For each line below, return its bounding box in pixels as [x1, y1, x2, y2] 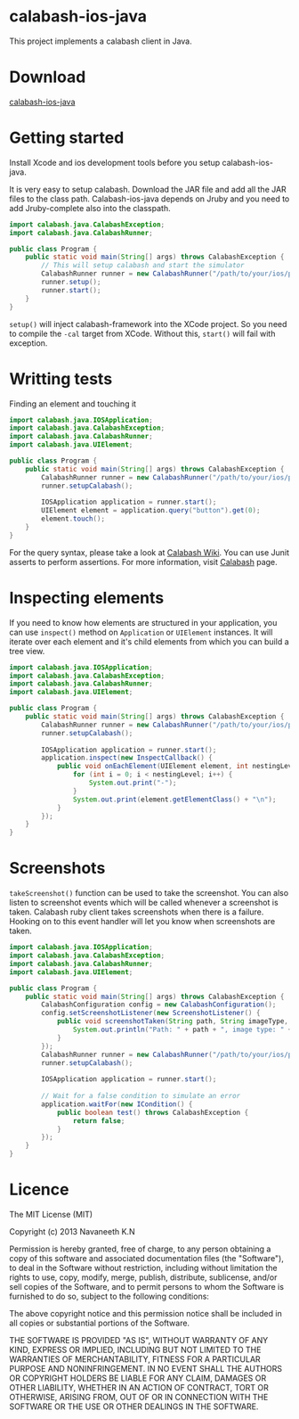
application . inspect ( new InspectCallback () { [41, 753, 214, 763]
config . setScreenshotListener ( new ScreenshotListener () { [41, 1009, 261, 1018]
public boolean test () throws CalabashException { [56, 1108, 249, 1117]
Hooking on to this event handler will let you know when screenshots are [9, 916, 276, 927]
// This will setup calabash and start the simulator [41, 261, 245, 270]
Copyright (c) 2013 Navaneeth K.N [9, 1226, 135, 1236]
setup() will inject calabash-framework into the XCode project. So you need [9, 318, 287, 329]
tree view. [9, 645, 45, 656]
